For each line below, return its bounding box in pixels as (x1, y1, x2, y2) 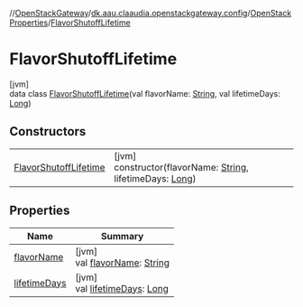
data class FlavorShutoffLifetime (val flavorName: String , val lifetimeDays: (9, 88, 281, 98)
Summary (100, 229, 144, 242)
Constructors (9, 124, 87, 139)
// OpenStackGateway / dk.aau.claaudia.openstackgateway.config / (9, 8, 251, 18)
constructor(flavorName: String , (114, 161, 250, 173)
